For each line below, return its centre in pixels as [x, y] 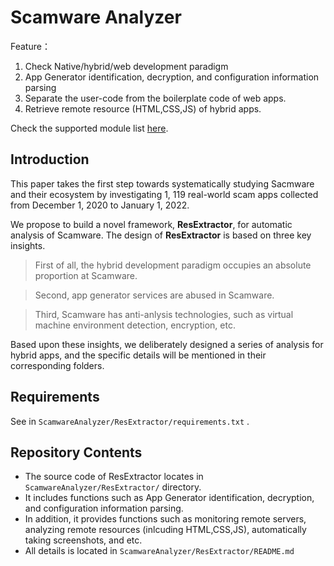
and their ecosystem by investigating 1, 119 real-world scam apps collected [164, 194]
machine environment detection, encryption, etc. [135, 325]
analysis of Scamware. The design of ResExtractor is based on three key [161, 235]
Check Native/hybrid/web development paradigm [126, 66]
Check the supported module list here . [89, 128]
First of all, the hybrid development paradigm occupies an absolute [173, 265]
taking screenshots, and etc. [83, 540]
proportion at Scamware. [86, 275]
